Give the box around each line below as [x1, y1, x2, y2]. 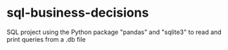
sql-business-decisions [6, 5, 149, 21]
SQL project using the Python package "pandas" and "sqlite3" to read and [6, 28, 222, 36]
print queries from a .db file [6, 35, 86, 43]
